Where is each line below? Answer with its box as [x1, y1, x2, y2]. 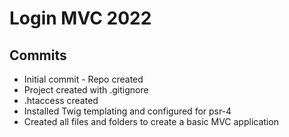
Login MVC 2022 [9, 7, 152, 30]
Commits [9, 47, 67, 64]
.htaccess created [23, 95, 99, 106]
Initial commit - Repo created [23, 73, 144, 85]
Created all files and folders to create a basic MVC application [23, 116, 279, 127]
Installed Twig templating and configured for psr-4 [23, 105, 232, 117]
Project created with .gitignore [23, 84, 149, 96]
